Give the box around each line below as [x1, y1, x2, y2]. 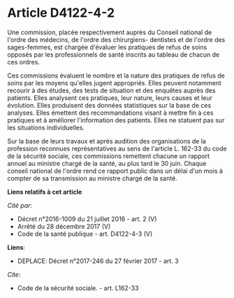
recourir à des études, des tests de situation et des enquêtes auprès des [7, 86, 216, 94]
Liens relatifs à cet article [7, 187, 82, 196]
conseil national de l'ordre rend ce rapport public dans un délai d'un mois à [7, 166, 224, 175]
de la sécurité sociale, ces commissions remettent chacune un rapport [7, 152, 210, 160]
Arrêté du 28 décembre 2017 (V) [17, 222, 111, 230]
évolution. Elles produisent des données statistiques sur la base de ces [7, 101, 212, 109]
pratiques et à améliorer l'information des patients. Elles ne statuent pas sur [7, 115, 225, 124]
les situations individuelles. [7, 123, 85, 132]
